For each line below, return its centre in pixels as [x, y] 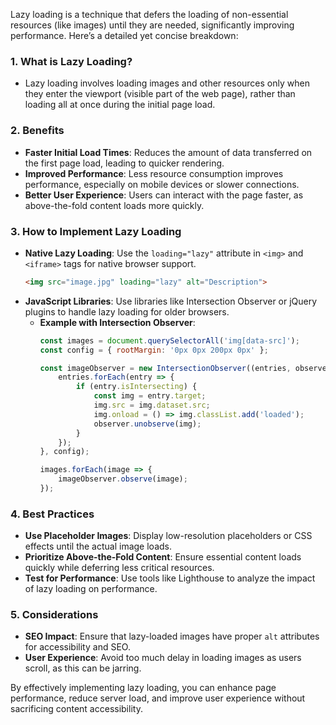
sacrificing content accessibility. [76, 709]
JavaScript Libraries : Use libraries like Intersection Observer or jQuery [171, 301]
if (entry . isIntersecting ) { [136, 387]
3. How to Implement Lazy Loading [96, 231]
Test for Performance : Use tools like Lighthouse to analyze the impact [170, 578]
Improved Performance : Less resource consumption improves [154, 173]
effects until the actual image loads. [98, 546]
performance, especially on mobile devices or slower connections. [162, 184]
